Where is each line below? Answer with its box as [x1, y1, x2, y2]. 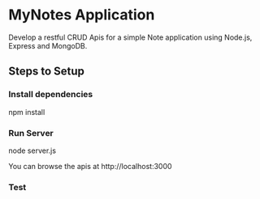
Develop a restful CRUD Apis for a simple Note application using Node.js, [8, 32, 253, 42]
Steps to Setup [8, 65, 85, 78]
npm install [8, 107, 45, 116]
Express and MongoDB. [8, 40, 88, 50]
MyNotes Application [8, 6, 155, 24]
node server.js [8, 146, 57, 155]
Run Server [8, 127, 54, 138]
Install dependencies [8, 89, 93, 100]
